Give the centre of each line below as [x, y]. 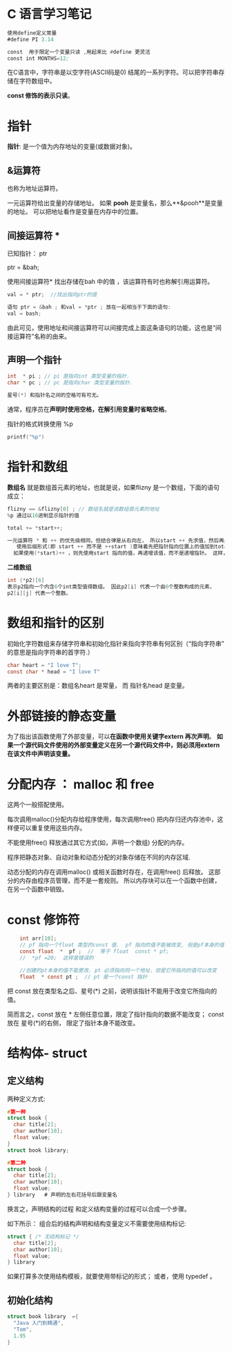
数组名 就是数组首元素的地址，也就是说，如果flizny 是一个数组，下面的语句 [113, 487]
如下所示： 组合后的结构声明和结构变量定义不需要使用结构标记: [97, 1224]
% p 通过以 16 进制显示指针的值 [43, 515]
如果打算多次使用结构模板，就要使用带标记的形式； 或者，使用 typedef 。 [112, 1276]
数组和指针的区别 [56, 623]
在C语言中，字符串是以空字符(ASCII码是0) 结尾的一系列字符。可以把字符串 [113, 73]
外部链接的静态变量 [62, 716]
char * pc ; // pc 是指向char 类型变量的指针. [70, 383]
